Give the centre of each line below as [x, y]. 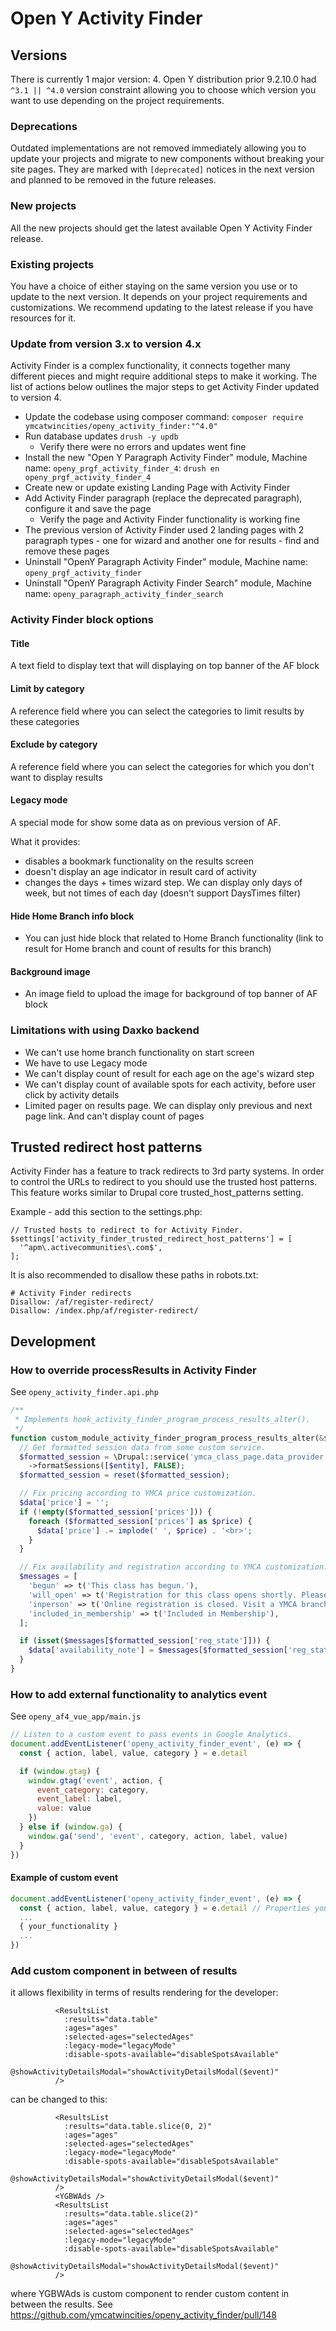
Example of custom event [64, 1878]
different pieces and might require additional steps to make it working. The [164, 376]
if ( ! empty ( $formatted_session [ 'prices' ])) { [116, 1512]
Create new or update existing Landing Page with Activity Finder [157, 488]
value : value [64, 1808]
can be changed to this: [59, 2099]
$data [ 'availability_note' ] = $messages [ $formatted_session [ [158, 1650]
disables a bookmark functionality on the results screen [139, 861]
